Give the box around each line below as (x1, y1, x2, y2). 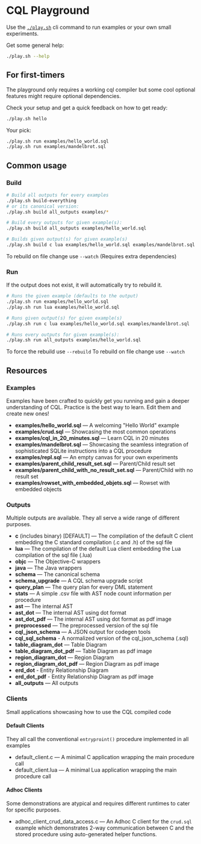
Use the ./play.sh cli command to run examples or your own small (6, 23, 172, 31)
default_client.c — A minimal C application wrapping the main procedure (14, 753, 194, 760)
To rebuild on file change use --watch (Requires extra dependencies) (6, 252, 177, 259)
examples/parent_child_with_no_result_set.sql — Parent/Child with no (14, 467, 194, 474)
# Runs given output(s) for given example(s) (6, 315, 122, 321)
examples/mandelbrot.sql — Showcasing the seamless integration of (14, 441, 188, 448)
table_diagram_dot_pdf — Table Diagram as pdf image (14, 648, 152, 655)
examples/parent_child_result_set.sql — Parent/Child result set (14, 460, 176, 467)
